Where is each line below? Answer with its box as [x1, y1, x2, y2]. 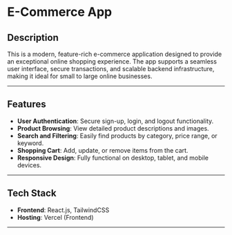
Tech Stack [7, 187, 57, 199]
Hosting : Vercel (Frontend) [17, 213, 94, 221]
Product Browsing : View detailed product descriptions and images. [17, 124, 209, 132]
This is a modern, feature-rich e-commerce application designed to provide [7, 50, 222, 58]
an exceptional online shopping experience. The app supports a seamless [7, 57, 217, 66]
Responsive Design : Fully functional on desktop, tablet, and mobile [17, 153, 209, 162]
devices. [17, 160, 42, 169]
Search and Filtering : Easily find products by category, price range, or [17, 131, 217, 140]
